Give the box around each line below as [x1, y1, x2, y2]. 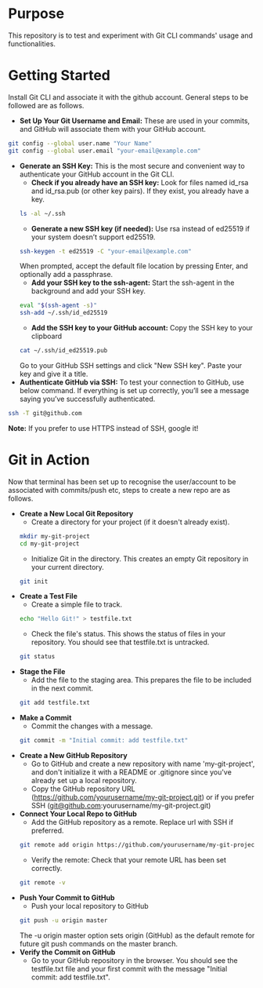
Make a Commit [19, 713, 72, 723]
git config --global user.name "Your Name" [8, 139, 153, 148]
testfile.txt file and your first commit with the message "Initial [31, 964, 228, 973]
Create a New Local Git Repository [19, 509, 134, 518]
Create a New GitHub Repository [19, 750, 128, 760]
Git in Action [8, 451, 90, 469]
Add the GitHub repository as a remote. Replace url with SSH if [31, 817, 233, 826]
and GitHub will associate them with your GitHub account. [19, 124, 206, 133]
